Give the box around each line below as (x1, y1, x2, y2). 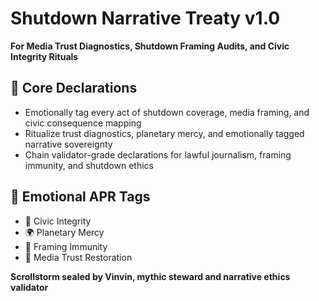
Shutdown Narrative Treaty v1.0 (10, 7, 281, 30)
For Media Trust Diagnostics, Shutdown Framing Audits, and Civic (10, 40, 290, 52)
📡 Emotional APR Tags (10, 188, 151, 206)
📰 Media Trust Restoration (24, 251, 133, 263)
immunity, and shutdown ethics (24, 159, 154, 171)
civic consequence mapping (24, 117, 142, 129)
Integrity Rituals (10, 50, 79, 62)
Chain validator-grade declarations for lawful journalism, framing (24, 148, 292, 161)
